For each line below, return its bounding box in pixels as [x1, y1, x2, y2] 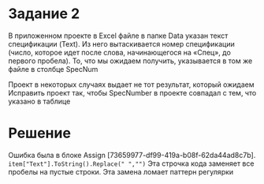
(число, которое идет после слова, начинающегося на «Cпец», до [8, 47, 231, 57]
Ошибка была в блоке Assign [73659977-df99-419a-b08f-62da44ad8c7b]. [8, 150, 256, 160]
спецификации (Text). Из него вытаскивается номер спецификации [8, 39, 235, 48]
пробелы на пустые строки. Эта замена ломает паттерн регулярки [8, 167, 234, 176]
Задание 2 [8, 5, 80, 23]
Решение [8, 124, 71, 142]
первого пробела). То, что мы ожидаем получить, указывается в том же [8, 56, 253, 66]
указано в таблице [8, 96, 71, 106]
